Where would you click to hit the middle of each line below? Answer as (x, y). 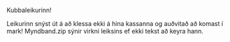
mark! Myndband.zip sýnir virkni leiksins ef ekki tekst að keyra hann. (105, 31)
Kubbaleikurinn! (29, 10)
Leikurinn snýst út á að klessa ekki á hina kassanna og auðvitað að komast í (115, 23)
